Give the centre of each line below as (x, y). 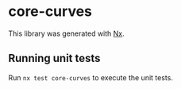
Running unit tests (54, 58)
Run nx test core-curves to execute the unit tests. (90, 77)
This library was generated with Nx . (66, 33)
